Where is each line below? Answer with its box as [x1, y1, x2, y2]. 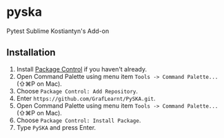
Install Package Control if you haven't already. [16, 65, 147, 73]
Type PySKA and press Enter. [16, 123, 96, 131]
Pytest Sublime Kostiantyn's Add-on [6, 27, 110, 35]
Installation [6, 47, 56, 58]
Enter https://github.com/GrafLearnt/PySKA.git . [16, 94, 156, 102]
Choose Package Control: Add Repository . [16, 87, 139, 95]
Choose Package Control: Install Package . [16, 116, 141, 124]
